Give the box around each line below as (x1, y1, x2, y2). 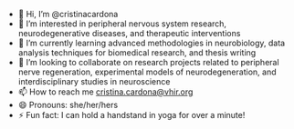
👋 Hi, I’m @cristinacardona (17, 9, 119, 19)
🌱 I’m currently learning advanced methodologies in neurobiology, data (17, 37, 286, 48)
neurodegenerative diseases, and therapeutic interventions (17, 28, 241, 38)
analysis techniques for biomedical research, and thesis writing (17, 47, 257, 58)
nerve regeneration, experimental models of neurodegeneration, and (17, 66, 277, 77)
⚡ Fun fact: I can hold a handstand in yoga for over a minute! (17, 110, 246, 120)
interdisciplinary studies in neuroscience (17, 76, 171, 86)
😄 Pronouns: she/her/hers (17, 100, 119, 110)
